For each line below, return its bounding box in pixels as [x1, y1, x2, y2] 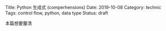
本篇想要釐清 [5, 20, 32, 26]
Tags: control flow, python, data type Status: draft [5, 10, 108, 16]
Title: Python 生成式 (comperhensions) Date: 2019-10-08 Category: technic [5, 4, 161, 10]
